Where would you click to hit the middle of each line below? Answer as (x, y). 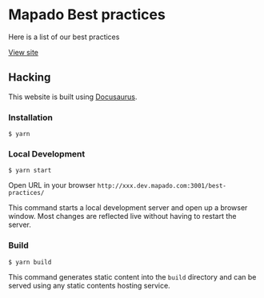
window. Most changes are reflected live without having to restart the (122, 217)
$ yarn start (30, 171)
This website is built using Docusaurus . (73, 97)
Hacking (30, 77)
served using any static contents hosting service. (89, 285)
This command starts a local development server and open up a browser (128, 208)
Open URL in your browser (52, 185)
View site (23, 52)
